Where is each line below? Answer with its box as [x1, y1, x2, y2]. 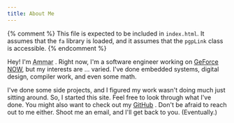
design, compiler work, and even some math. [7, 72, 138, 81]
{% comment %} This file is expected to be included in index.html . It [7, 29, 205, 38]
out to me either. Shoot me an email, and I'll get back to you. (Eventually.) [7, 108, 218, 116]
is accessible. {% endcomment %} [7, 44, 107, 52]
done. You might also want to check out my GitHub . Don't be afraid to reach [7, 100, 227, 108]
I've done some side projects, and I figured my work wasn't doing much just [7, 85, 226, 94]
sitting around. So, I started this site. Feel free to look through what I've [7, 93, 212, 101]
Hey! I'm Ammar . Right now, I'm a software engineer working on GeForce [7, 57, 219, 66]
